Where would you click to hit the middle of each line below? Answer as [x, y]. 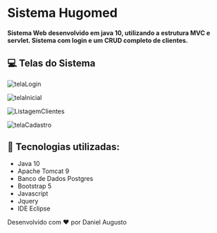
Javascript [33, 194]
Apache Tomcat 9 [43, 171]
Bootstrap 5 [35, 186]
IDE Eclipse [34, 208]
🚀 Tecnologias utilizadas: [63, 147]
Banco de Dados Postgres [55, 179]
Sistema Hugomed [62, 13]
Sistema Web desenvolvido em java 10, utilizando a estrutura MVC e [109, 32]
